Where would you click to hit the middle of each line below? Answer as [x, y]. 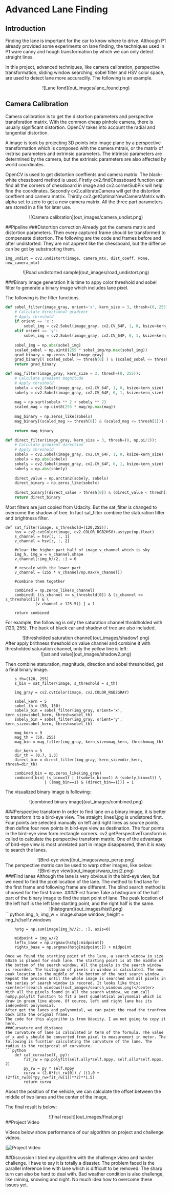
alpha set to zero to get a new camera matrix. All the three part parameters [84, 202]
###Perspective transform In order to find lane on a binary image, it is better [86, 812]
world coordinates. [25, 164]
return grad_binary [35, 364]
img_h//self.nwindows [28, 919]
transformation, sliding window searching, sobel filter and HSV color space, [85, 72]
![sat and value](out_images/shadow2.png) [86, 654]
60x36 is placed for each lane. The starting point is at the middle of [84, 960]
